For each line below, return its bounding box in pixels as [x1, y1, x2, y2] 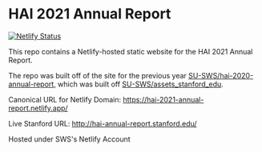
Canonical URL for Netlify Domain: [8, 94, 122, 104]
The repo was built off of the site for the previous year [8, 70, 187, 80]
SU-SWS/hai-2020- [187, 70, 254, 80]
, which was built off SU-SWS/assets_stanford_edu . [53, 79, 224, 89]
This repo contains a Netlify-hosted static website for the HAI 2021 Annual [8, 46, 253, 56]
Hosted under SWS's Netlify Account [8, 134, 131, 144]
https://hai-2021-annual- [123, 94, 204, 104]
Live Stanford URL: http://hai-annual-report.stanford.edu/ [8, 118, 198, 128]
